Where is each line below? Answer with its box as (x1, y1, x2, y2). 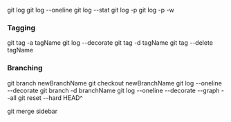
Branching (7, 63, 43, 73)
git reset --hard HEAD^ (18, 93, 83, 102)
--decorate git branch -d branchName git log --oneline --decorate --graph (7, 86, 220, 94)
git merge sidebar (7, 107, 57, 115)
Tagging (7, 23, 36, 32)
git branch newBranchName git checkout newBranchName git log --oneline (7, 79, 223, 87)
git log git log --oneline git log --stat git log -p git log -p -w (7, 6, 174, 14)
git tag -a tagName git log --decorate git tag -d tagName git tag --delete (7, 39, 213, 47)
